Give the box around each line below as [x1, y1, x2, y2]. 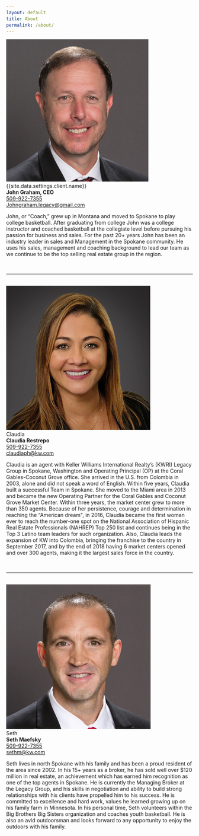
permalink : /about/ [6, 22, 54, 28]
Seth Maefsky [6, 736, 41, 744]
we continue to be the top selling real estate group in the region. [6, 251, 163, 258]
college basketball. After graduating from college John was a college [6, 219, 175, 226]
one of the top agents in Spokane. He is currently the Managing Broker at [6, 779, 185, 786]
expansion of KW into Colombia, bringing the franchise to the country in [6, 537, 182, 544]
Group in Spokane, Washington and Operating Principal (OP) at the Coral [6, 467, 184, 474]
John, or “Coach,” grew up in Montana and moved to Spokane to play [6, 213, 176, 220]
